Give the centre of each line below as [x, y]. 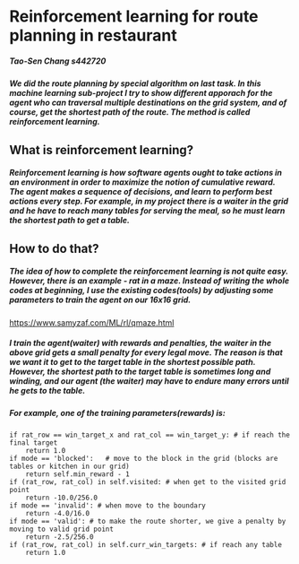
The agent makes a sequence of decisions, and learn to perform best [141, 192]
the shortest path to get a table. [70, 221]
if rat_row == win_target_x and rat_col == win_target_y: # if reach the [150, 435]
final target [34, 443]
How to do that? [54, 248]
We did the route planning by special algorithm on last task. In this [135, 83]
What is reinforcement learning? [102, 150]
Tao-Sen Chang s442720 [58, 61]
